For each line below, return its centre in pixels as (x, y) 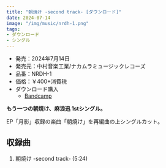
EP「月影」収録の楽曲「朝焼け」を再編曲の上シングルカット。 (85, 122)
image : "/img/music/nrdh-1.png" (47, 23)
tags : (13, 29)
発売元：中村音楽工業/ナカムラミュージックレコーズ (80, 66)
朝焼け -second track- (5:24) (51, 158)
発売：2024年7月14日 (43, 58)
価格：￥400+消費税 (41, 81)
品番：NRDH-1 (33, 74)
